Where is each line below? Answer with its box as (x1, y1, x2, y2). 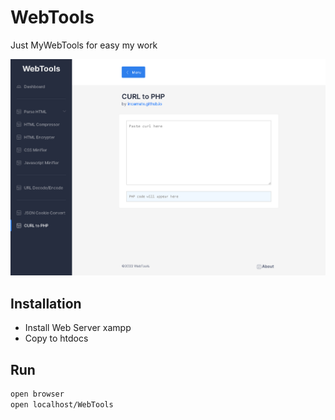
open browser (10, 389, 65, 400)
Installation (10, 295, 82, 312)
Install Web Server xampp (24, 322, 132, 334)
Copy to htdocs (24, 332, 89, 345)
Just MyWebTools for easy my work (10, 39, 158, 51)
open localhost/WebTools (10, 399, 114, 410)
